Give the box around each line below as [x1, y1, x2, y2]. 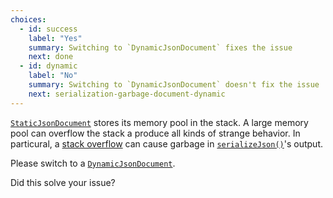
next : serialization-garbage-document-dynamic [28, 89, 226, 99]
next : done [28, 52, 74, 62]
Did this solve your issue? [10, 176, 116, 188]
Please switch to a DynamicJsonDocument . [10, 157, 176, 169]
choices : [10, 14, 47, 25]
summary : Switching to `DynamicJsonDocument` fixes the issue [28, 42, 293, 53]
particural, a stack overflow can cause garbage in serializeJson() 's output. [10, 137, 324, 150]
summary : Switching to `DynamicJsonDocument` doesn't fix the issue [28, 80, 320, 90]
